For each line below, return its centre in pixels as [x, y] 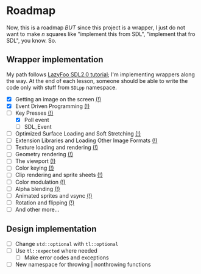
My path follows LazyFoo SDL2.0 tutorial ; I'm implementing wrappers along [100, 74]
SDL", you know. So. [31, 40]
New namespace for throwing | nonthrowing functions [83, 264]
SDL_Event [38, 127]
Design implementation [51, 229]
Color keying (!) [34, 168]
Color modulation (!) [40, 182]
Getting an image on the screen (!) [58, 99]
